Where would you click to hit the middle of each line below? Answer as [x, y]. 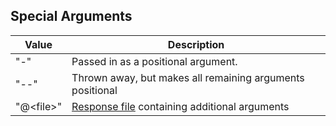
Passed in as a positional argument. [154, 61]
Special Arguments [71, 16]
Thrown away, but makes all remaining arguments [188, 77]
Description [196, 44]
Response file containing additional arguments [180, 106]
